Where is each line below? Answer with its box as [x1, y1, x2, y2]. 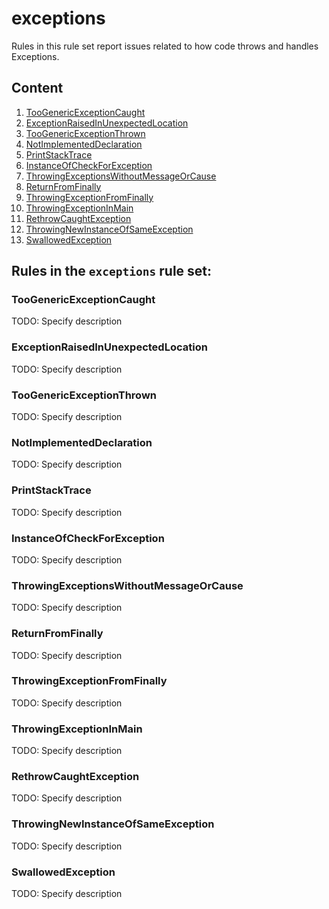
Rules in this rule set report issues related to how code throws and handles [11, 40, 319, 52]
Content [11, 80, 64, 97]
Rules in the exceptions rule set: [11, 263, 213, 280]
